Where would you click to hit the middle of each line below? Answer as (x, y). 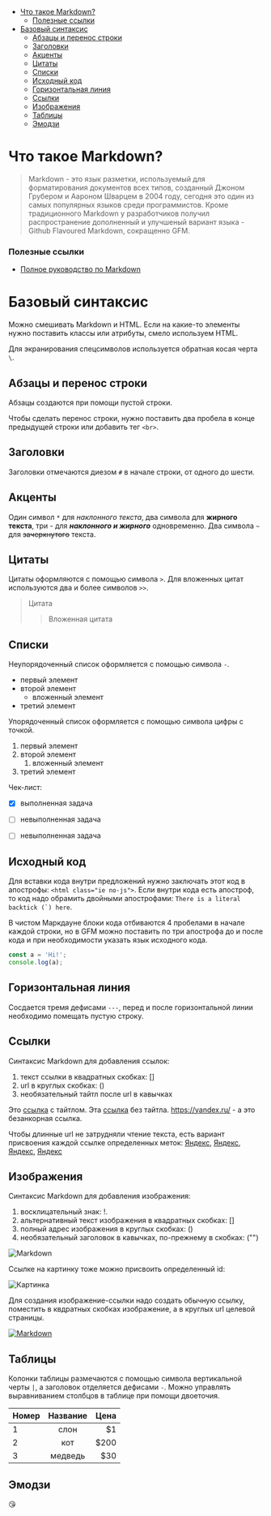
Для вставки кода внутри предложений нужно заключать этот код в (127, 881)
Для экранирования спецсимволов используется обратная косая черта (133, 349)
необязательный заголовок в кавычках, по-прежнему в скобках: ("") (139, 1238)
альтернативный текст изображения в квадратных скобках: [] (127, 1221)
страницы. (26, 1318)
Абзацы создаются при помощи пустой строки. (90, 402)
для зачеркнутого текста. (52, 534)
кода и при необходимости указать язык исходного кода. (108, 940)
